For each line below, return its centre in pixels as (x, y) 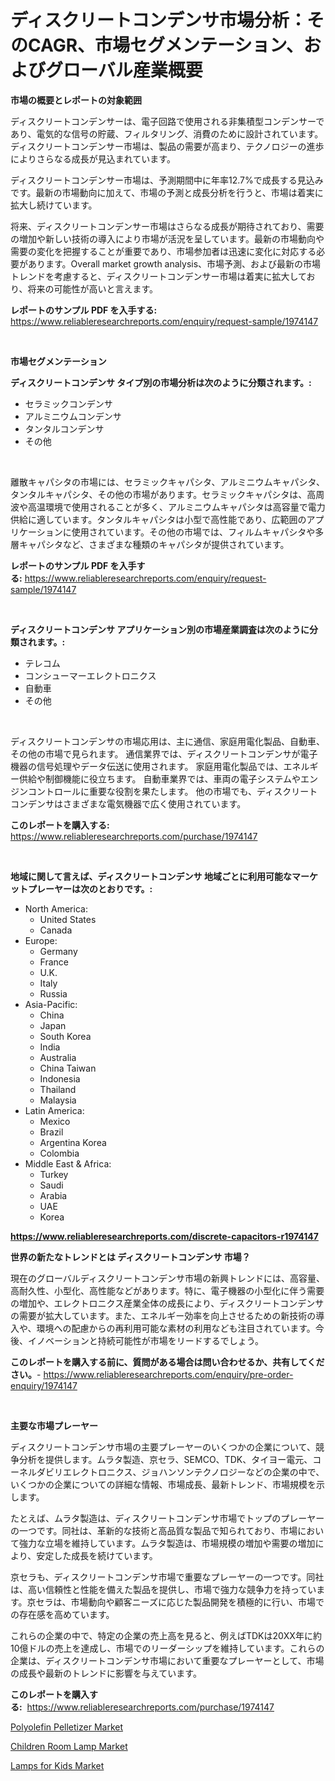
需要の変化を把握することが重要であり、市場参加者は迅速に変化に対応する (163, 251)
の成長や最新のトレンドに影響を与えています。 (106, 1673)
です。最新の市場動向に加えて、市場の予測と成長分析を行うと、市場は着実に (167, 192)
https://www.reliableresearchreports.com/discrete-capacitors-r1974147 (164, 1236)
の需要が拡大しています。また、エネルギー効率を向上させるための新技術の (163, 1315)
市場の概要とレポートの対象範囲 (76, 100)
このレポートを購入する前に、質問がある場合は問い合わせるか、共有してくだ (167, 1362)
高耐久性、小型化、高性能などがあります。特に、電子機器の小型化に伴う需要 (167, 1290)
